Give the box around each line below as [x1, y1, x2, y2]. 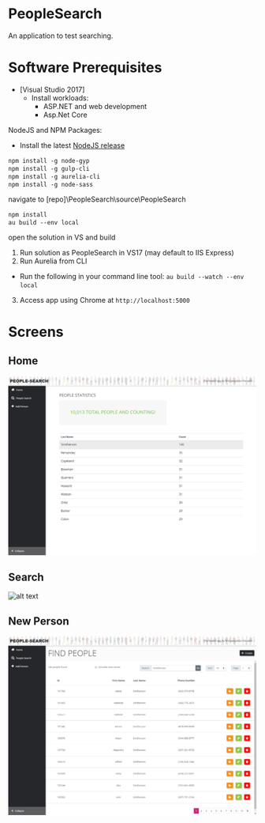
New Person [8, 614, 69, 628]
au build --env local [8, 218, 80, 226]
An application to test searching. [8, 31, 114, 40]
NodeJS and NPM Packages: [8, 125, 103, 134]
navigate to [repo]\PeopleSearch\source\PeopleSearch [8, 194, 187, 204]
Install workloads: [31, 92, 89, 103]
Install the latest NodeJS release [19, 140, 125, 150]
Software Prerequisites [8, 59, 162, 77]
